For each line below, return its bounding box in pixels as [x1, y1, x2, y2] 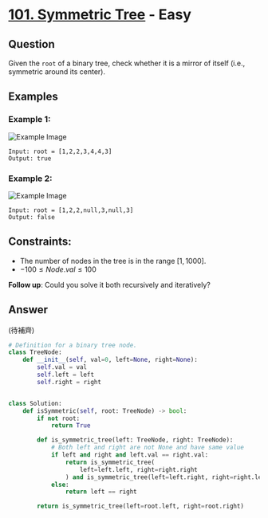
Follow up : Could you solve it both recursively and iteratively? [8, 280, 211, 289]
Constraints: [8, 235, 72, 249]
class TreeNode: [8, 348, 62, 356]
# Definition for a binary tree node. [8, 341, 137, 349]
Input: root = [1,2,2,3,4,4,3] [8, 147, 112, 155]
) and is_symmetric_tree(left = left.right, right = [65, 473, 234, 481]
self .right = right [37, 378, 102, 386]
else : [50, 481, 69, 489]
